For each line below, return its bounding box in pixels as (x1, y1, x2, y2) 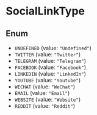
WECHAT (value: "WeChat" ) (14, 83, 76, 90)
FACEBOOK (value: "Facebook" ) (14, 64, 87, 71)
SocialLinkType (5, 4, 85, 18)
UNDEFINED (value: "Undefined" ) (14, 44, 92, 51)
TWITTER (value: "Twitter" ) (14, 51, 81, 58)
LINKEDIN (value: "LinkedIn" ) (14, 70, 87, 77)
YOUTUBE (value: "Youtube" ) (14, 77, 81, 84)
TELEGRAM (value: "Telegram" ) (14, 57, 87, 64)
